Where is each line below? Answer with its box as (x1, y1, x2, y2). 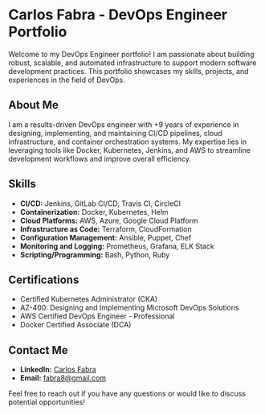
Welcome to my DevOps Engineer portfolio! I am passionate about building (8, 49, 255, 59)
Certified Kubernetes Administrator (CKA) (19, 294, 158, 304)
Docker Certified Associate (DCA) (19, 320, 132, 330)
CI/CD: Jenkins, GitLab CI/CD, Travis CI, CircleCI (19, 199, 181, 208)
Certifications (8, 273, 79, 286)
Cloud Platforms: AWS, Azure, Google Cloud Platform (19, 216, 198, 225)
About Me (8, 98, 59, 112)
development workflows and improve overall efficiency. (8, 154, 191, 163)
